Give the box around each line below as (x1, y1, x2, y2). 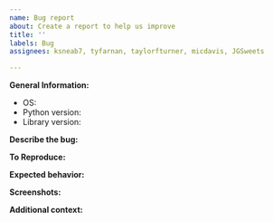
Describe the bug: (9, 134, 79, 145)
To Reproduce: (9, 151, 66, 163)
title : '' (9, 30, 47, 39)
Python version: (22, 107, 81, 118)
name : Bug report (9, 13, 75, 23)
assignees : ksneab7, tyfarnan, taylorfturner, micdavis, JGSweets (9, 47, 265, 56)
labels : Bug (9, 38, 54, 48)
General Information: (9, 80, 89, 91)
